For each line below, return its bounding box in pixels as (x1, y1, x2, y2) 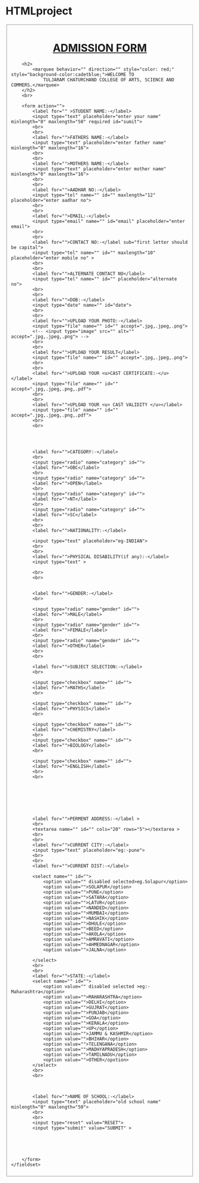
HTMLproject (5, 4, 73, 18)
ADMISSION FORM (53, 41, 147, 55)
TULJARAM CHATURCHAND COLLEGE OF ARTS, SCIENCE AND (43, 77, 174, 83)
